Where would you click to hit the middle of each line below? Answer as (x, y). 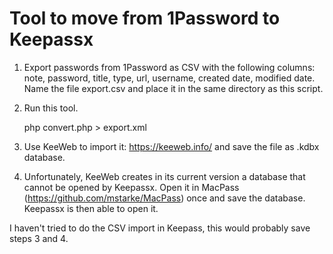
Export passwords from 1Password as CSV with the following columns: (169, 67)
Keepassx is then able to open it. (91, 208)
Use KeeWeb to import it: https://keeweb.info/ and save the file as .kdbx (171, 146)
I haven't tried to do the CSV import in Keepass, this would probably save (160, 228)
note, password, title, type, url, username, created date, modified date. (169, 78)
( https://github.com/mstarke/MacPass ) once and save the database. (164, 198)
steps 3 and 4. (39, 238)
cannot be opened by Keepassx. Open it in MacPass (131, 187)
